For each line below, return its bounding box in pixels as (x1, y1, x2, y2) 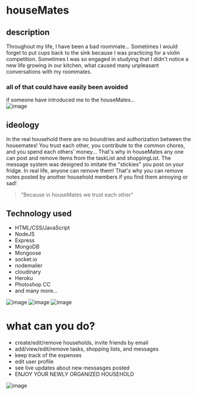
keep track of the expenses (14, 351, 82, 359)
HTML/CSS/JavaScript (14, 224, 70, 231)
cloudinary (14, 268, 42, 275)
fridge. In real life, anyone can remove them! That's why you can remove (6, 167, 183, 174)
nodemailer (14, 262, 43, 269)
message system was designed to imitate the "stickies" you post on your (6, 161, 184, 168)
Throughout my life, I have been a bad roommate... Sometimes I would (6, 43, 178, 50)
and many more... (14, 287, 58, 294)
